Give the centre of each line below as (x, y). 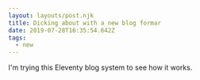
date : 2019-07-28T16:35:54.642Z (62, 30)
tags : (17, 38)
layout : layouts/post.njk (51, 15)
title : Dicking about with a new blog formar (85, 23)
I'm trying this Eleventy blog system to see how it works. (100, 67)
